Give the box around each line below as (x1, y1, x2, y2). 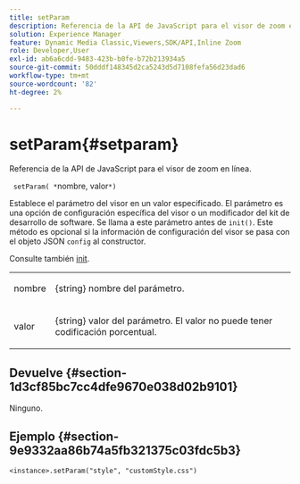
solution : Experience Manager (9, 29, 122, 38)
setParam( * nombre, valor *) (12, 180, 117, 192)
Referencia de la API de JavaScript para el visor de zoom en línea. (9, 163, 252, 174)
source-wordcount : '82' (9, 79, 98, 88)
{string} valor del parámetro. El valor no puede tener (54, 314, 273, 327)
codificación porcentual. (54, 326, 157, 338)
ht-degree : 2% (9, 88, 62, 96)
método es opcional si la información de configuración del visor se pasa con (9, 227, 290, 238)
